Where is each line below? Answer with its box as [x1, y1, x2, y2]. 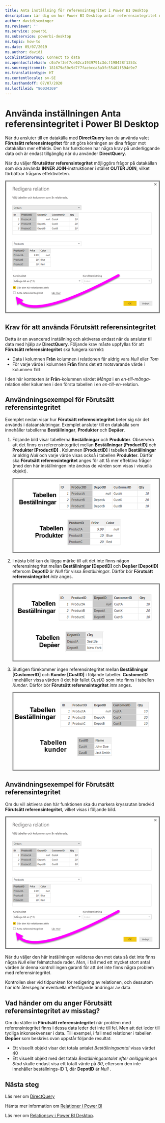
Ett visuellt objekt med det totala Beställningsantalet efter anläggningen [12, 1055, 158, 1061]
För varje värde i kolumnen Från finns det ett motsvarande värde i [12, 361, 145, 367]
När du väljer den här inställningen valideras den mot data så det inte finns [5, 954, 156, 960]
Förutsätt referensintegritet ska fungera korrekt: [5, 347, 105, 352]
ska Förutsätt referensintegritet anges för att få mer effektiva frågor [12, 457, 151, 464]
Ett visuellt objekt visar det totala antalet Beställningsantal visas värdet [12, 1045, 156, 1051]
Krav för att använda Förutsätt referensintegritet [5, 323, 156, 331]
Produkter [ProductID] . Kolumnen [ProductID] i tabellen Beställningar [12, 447, 156, 453]
